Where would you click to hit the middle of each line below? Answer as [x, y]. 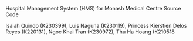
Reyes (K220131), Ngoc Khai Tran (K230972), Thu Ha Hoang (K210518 [90, 32]
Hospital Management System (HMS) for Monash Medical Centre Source [93, 8]
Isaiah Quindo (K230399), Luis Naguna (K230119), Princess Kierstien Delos [96, 26]
